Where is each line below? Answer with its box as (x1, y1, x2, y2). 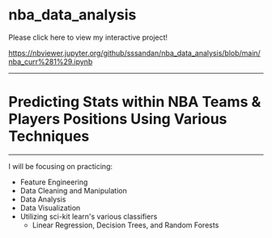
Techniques (8, 127, 90, 146)
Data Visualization (19, 202, 81, 212)
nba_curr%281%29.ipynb (8, 57, 93, 66)
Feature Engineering (19, 176, 88, 187)
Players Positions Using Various (8, 110, 227, 129)
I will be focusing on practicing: (8, 161, 113, 171)
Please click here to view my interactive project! (8, 32, 168, 42)
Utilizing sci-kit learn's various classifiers (19, 211, 158, 221)
